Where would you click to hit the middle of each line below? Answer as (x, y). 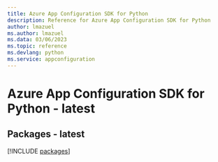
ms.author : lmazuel (36, 33)
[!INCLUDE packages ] (39, 151)
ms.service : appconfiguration (51, 59)
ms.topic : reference (37, 46)
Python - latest (51, 108)
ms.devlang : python (36, 53)
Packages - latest (46, 134)
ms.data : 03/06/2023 (37, 40)
